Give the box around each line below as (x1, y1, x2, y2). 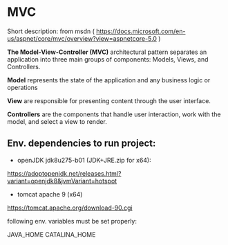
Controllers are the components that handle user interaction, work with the (7, 110, 221, 118)
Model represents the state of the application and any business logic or (7, 75, 211, 84)
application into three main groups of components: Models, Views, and (7, 55, 209, 63)
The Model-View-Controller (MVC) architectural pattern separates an (7, 48, 207, 56)
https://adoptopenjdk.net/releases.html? (7, 169, 122, 177)
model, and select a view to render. (7, 117, 107, 125)
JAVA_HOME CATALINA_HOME (7, 230, 96, 239)
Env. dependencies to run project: (7, 138, 156, 149)
